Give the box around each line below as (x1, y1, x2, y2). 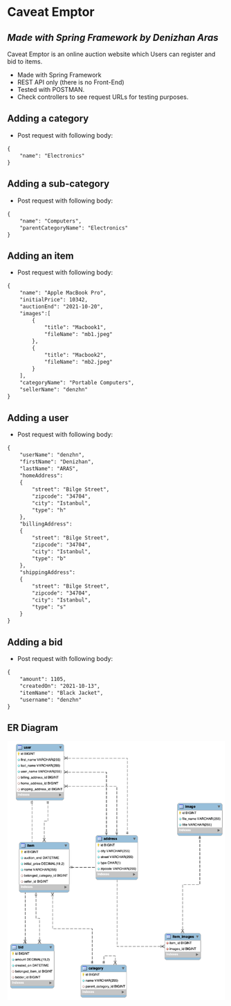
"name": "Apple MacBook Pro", (19, 290, 107, 297)
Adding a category (7, 113, 89, 124)
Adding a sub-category (7, 178, 110, 190)
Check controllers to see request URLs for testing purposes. (17, 93, 189, 101)
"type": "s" (32, 604, 67, 611)
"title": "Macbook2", (44, 352, 107, 359)
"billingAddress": (19, 521, 73, 528)
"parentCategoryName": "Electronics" (19, 224, 129, 232)
